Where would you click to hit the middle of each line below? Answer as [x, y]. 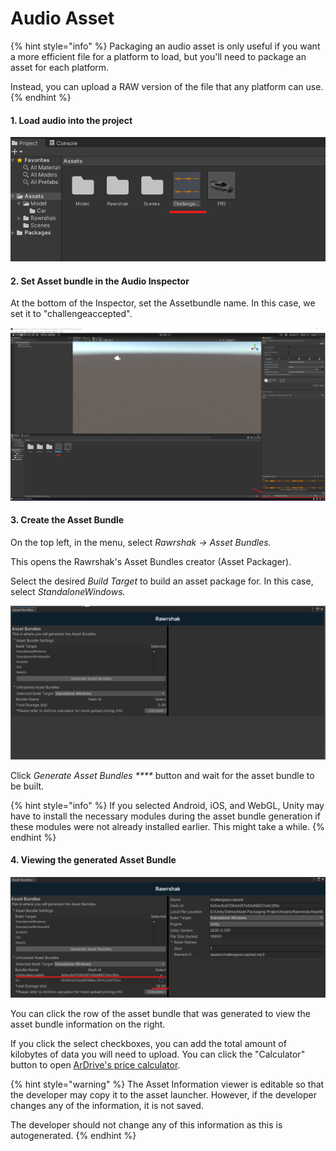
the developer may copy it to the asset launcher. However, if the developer [163, 1095]
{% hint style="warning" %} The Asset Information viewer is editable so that [167, 1084]
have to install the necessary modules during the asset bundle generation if [165, 816]
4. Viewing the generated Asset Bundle [93, 860]
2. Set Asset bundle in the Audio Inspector [100, 281]
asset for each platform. [60, 67]
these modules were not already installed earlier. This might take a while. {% [167, 826]
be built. [27, 786]
